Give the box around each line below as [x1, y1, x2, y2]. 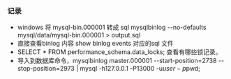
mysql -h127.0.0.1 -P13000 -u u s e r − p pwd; [80, 64, 201, 73]
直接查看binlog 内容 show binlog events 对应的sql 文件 [17, 39, 174, 48]
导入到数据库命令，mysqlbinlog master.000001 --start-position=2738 [17, 57, 217, 65]
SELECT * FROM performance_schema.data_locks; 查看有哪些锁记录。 [17, 48, 222, 56]
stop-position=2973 [17, 64, 75, 73]
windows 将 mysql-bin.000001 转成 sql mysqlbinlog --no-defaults [17, 23, 207, 32]
